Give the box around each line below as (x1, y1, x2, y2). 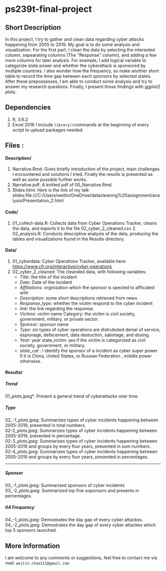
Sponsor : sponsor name (19, 321, 69, 327)
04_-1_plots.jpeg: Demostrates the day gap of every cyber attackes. (5, 517, 143, 523)
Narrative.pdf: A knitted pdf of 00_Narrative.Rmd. (12, 182, 113, 188)
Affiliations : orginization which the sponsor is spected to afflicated (19, 284, 155, 290)
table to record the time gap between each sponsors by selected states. (5, 73, 152, 79)
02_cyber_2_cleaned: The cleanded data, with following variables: (12, 268, 147, 274)
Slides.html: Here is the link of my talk (12, 187, 89, 193)
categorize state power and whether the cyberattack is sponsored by (5, 63, 146, 68)
